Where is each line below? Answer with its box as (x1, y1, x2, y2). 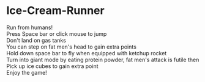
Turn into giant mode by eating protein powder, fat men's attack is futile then (6, 56, 199, 63)
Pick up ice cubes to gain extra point (6, 62, 99, 70)
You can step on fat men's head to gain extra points (6, 43, 136, 50)
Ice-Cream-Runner (6, 4, 105, 18)
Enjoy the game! (6, 69, 47, 76)
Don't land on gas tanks (6, 36, 66, 44)
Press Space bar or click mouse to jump (6, 30, 107, 37)
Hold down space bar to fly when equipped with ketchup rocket (6, 49, 167, 56)
